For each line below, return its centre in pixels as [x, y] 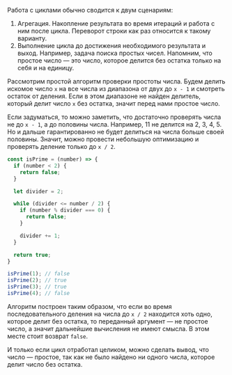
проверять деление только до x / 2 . [62, 146]
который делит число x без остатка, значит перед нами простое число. [114, 103]
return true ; [32, 255]
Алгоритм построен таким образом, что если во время [90, 306]
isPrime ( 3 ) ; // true [37, 287]
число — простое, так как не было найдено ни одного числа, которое [111, 357]
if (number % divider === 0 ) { [65, 210]
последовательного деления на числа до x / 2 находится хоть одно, [110, 314]
